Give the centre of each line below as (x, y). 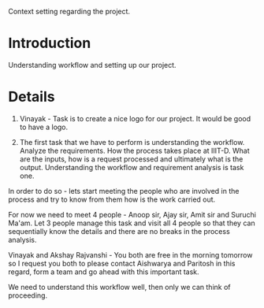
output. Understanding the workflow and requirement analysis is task (132, 167)
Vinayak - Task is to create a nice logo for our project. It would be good (135, 118)
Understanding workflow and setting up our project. (92, 65)
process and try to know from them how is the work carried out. (112, 199)
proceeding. (28, 295)
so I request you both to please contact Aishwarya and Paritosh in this (122, 263)
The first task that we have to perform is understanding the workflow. (132, 142)
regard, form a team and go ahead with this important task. (104, 272)
